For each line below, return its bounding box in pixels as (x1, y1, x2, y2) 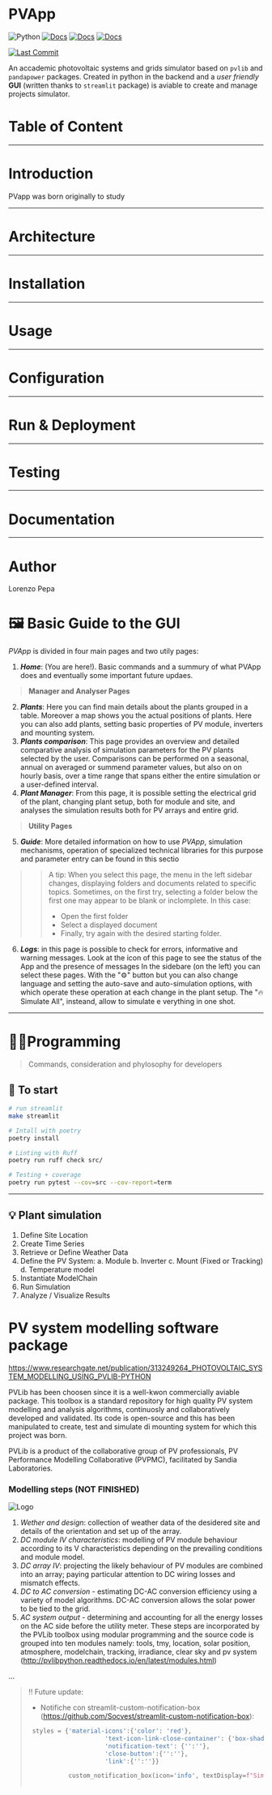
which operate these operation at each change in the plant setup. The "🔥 (19, 987, 264, 998)
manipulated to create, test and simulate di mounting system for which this (8, 1421, 257, 1432)
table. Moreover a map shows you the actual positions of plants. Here (19, 711, 253, 720)
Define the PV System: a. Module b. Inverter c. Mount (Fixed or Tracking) (19, 1256, 264, 1265)
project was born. (8, 1430, 67, 1440)
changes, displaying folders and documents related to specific (48, 878, 257, 888)
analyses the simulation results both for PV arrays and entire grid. (19, 805, 239, 815)
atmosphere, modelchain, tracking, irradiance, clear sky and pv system (19, 1647, 257, 1657)
